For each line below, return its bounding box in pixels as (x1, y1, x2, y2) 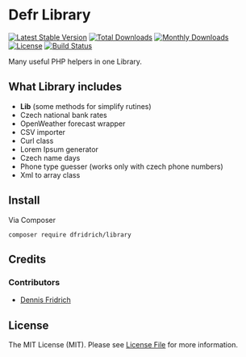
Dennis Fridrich (19, 295, 71, 304)
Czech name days (19, 153, 81, 162)
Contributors (8, 276, 60, 288)
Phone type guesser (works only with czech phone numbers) (19, 162, 223, 171)
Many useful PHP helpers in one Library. (8, 57, 143, 66)
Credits (8, 252, 47, 266)
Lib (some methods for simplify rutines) (19, 101, 152, 111)
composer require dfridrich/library (8, 230, 131, 239)
